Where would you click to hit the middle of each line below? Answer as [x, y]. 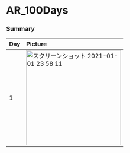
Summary [21, 29]
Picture [37, 44]
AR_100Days [37, 10]
